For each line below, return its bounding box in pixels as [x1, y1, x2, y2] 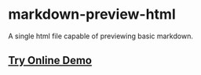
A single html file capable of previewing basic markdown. [8, 31, 194, 41]
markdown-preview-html [8, 5, 176, 23]
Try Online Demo [8, 54, 93, 67]
